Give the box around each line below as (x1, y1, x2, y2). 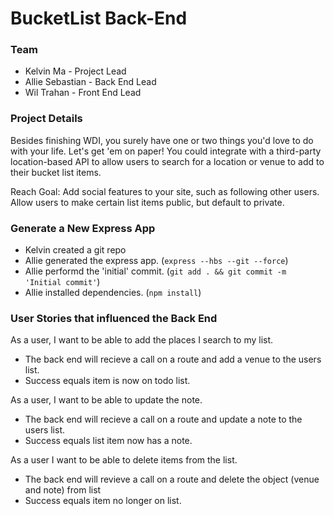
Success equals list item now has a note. (24, 435, 193, 447)
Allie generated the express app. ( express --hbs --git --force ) (24, 255, 289, 267)
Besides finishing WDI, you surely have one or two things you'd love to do (10, 134, 314, 146)
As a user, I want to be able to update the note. (10, 394, 203, 406)
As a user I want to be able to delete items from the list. (10, 454, 238, 466)
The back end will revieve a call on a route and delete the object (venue (24, 473, 320, 486)
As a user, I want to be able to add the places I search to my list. (10, 334, 274, 346)
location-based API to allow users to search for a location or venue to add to (10, 155, 325, 167)
